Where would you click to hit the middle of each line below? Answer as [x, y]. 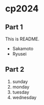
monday [21, 87]
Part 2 [15, 69]
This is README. [22, 39]
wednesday [24, 97]
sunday [20, 81]
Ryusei [19, 54]
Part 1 [14, 27]
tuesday [21, 92]
